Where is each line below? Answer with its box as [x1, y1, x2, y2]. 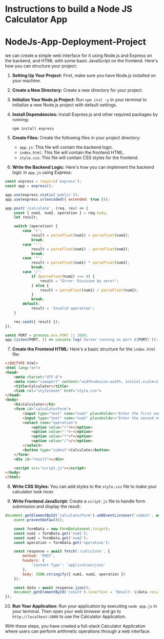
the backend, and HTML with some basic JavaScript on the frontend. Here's [5, 58, 158, 64]
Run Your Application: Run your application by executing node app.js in [12, 603, 157, 609]
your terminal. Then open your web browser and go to [12, 609, 121, 614]
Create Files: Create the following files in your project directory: [12, 135, 141, 141]
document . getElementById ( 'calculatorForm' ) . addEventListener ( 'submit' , [5, 513, 154, 518]
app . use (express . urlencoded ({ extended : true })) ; [5, 197, 110, 202]
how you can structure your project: [5, 63, 77, 69]
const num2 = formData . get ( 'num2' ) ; [14, 535, 89, 540]
